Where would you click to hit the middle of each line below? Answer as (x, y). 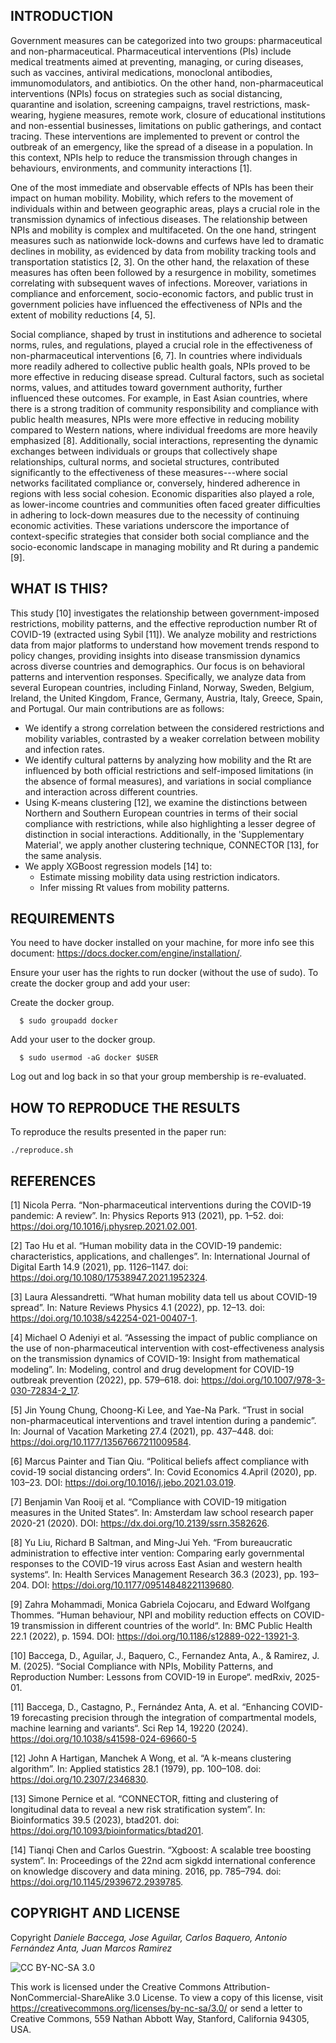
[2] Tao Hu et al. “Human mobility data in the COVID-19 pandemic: (146, 1246)
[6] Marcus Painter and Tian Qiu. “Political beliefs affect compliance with (160, 1461)
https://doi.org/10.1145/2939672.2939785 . (97, 1882)
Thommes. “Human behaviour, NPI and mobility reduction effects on (151, 1615)
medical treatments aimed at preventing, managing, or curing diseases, (157, 61)
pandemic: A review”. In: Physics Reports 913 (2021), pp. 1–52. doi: (147, 1216)
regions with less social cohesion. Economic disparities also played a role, (162, 493)
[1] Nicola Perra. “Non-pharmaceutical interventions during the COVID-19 (161, 1205)
